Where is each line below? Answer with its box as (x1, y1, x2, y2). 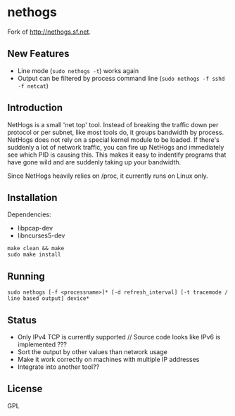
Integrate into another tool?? (17, 363, 100, 371)
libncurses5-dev (17, 231, 65, 240)
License (7, 383, 43, 395)
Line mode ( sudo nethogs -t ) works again (17, 66, 139, 74)
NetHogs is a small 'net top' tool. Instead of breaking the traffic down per (7, 120, 219, 129)
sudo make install (7, 251, 61, 259)
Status (7, 314, 37, 326)
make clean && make (7, 245, 65, 252)
